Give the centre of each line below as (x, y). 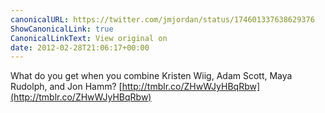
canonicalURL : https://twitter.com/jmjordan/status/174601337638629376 (162, 19)
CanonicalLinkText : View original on (89, 38)
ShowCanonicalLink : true (62, 29)
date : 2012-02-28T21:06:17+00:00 (80, 47)
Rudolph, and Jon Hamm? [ (66, 87)
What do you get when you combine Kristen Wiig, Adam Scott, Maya (151, 76)
